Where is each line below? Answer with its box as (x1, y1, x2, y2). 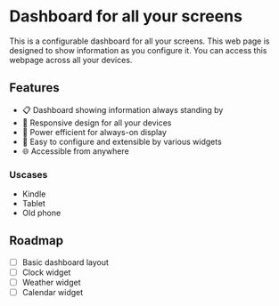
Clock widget (21, 267, 71, 278)
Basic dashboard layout (21, 256, 110, 268)
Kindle (21, 189, 46, 199)
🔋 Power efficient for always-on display (21, 126, 168, 137)
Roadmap (9, 233, 64, 248)
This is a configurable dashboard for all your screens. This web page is (9, 36, 270, 46)
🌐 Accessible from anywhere (21, 145, 129, 157)
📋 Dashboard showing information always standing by (21, 104, 224, 115)
